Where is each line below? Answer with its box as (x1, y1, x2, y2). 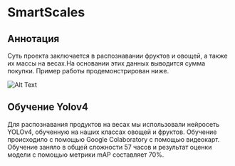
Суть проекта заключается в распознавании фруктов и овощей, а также (7, 51, 228, 60)
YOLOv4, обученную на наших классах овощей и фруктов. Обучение (7, 128, 217, 136)
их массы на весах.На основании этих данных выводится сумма (7, 59, 206, 68)
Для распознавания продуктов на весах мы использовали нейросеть (7, 120, 220, 128)
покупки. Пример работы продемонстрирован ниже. (7, 67, 169, 75)
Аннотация (7, 33, 60, 45)
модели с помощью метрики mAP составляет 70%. (7, 150, 164, 159)
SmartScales (7, 4, 85, 21)
